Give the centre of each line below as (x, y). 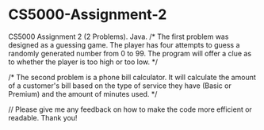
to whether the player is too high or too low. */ (83, 62)
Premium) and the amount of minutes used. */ (83, 94)
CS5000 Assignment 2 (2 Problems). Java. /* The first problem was (119, 36)
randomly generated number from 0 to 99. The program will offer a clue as (130, 53)
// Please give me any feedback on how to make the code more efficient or (130, 109)
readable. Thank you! (43, 117)
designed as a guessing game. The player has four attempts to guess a (124, 44)
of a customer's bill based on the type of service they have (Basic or (120, 86)
